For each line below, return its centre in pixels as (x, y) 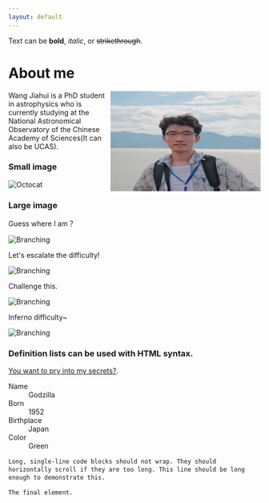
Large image (33, 205)
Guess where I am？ (42, 223)
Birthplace (25, 421)
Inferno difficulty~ (38, 317)
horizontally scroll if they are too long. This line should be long (127, 470)
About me (42, 73)
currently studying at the (49, 112)
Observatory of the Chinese (54, 129)
